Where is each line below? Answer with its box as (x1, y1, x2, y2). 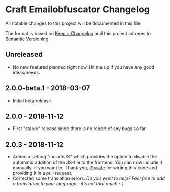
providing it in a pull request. (12, 170, 73, 176)
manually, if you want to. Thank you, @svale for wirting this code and (12, 165, 157, 171)
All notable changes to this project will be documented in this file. (5, 20, 142, 26)
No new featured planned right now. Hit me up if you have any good (12, 63, 155, 70)
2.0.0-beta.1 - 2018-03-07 (5, 84, 90, 92)
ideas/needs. (12, 69, 40, 75)
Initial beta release (12, 98, 51, 104)
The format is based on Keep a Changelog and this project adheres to (5, 30, 151, 36)
